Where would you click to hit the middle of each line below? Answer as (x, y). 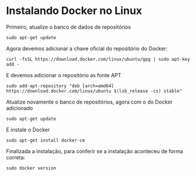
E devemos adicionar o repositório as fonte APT (64, 75)
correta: (16, 157)
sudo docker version (31, 168)
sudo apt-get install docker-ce (45, 140)
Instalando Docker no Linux (74, 11)
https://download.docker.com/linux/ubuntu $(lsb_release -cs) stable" (94, 91)
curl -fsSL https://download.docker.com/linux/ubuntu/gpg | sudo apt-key (98, 59)
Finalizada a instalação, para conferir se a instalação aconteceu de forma (95, 151)
